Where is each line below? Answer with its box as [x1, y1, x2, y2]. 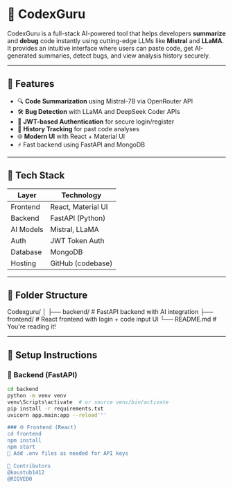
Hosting [10, 258, 37, 268]
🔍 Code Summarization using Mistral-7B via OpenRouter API [17, 97, 193, 105]
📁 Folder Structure [7, 289, 88, 301]
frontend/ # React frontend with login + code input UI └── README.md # [7, 315, 217, 324]
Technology [61, 190, 102, 200]
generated [7, 51, 37, 60]
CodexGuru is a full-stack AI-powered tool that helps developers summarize [7, 29, 226, 38]
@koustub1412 [7, 469, 45, 476]
